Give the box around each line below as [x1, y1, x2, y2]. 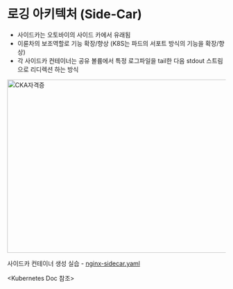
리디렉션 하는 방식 [30, 65, 79, 73]
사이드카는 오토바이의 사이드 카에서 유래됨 [17, 30, 131, 39]
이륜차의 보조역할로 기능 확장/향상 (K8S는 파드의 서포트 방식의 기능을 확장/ [17, 39, 219, 47]
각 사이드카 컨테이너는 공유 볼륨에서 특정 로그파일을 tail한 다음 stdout [17, 56, 205, 64]
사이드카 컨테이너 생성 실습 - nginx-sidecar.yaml [7, 259, 141, 268]
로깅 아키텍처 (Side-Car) [7, 6, 142, 22]
